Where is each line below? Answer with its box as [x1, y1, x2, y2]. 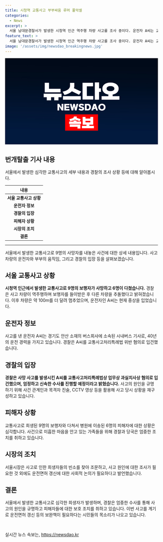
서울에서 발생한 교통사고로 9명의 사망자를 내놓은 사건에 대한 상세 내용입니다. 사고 [5, 250, 158, 255]
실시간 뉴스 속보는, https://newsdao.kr [5, 532, 79, 538]
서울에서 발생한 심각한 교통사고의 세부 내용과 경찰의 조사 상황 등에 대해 [5, 169, 138, 175]
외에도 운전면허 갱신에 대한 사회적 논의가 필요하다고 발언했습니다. [19, 470, 142, 476]
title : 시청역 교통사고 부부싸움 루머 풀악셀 [5, 8, 82, 13]
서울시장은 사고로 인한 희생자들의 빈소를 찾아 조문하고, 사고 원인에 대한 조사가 [5, 464, 151, 470]
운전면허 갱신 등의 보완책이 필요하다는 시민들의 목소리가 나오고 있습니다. [10, 512, 147, 518]
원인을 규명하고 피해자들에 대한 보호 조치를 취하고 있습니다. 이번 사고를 [14, 506, 147, 512]
